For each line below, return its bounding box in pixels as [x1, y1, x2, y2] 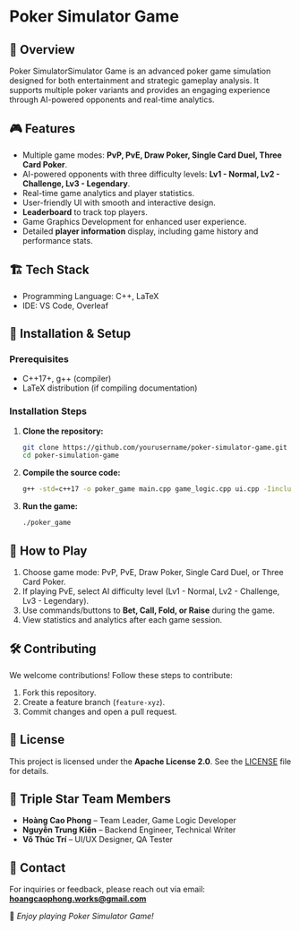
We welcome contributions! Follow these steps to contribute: [9, 669, 233, 680]
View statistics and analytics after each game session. [21, 614, 223, 624]
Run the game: [21, 501, 79, 512]
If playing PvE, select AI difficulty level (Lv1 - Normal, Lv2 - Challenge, [21, 585, 280, 597]
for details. [9, 765, 49, 776]
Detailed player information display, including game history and [21, 226, 259, 237]
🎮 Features [9, 121, 76, 136]
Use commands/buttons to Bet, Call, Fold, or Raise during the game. [21, 605, 275, 616]
